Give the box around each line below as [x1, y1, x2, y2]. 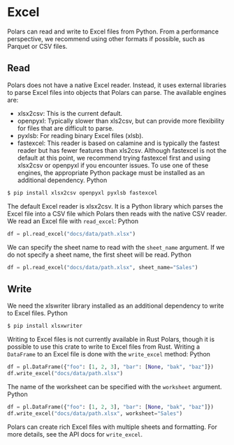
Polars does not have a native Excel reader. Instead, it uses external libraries [7, 81, 227, 89]
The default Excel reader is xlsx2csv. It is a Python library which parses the [7, 202, 224, 210]
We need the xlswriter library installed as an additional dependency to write [7, 301, 224, 310]
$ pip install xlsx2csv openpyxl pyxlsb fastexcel [7, 189, 158, 196]
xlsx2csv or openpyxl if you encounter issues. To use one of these [17, 161, 209, 169]
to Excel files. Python [7, 309, 68, 317]
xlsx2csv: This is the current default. [17, 109, 123, 117]
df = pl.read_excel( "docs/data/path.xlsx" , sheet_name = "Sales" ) [7, 264, 198, 271]
